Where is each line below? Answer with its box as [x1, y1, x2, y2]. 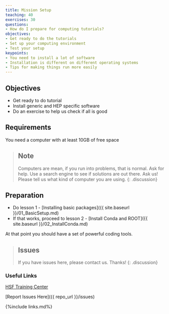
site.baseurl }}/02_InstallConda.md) [12, 221, 88, 227]
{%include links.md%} [5, 304, 53, 310]
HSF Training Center [5, 284, 49, 290]
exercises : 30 [5, 17, 36, 22]
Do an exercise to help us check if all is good [12, 108, 108, 114]
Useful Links [5, 272, 37, 280]
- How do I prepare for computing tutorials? [5, 27, 104, 32]
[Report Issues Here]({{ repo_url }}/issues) [5, 293, 95, 300]
